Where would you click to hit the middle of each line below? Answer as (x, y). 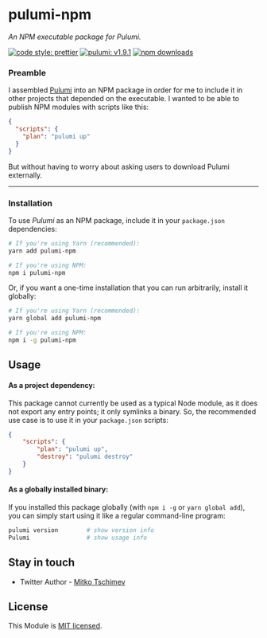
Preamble (27, 72)
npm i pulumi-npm (37, 272)
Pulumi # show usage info (78, 538)
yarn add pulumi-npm (43, 251)
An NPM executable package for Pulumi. (75, 37)
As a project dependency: (52, 385)
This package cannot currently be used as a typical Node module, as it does (133, 403)
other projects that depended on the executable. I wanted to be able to (124, 99)
